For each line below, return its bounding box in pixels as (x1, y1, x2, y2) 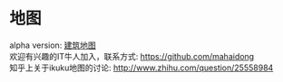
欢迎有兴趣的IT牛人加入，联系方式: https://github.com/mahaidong (9, 50, 255, 61)
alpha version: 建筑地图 (9, 40, 97, 50)
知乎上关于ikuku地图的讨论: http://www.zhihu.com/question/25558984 (9, 62, 274, 73)
